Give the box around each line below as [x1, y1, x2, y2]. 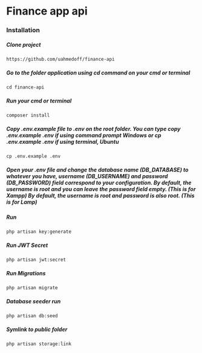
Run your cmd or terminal [6, 97, 72, 104]
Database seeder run [6, 297, 61, 304]
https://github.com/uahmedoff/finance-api [6, 56, 115, 62]
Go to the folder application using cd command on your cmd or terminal [6, 69, 191, 76]
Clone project [6, 41, 41, 48]
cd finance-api [6, 84, 45, 90]
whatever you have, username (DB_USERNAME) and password [6, 172, 168, 180]
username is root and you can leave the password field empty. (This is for [6, 185, 196, 192]
